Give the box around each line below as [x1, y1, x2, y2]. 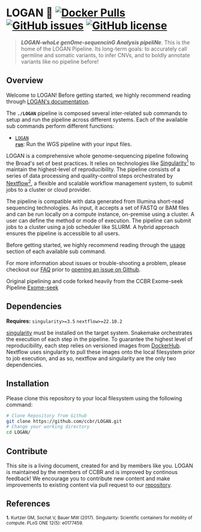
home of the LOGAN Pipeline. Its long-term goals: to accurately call [20, 45, 187, 52]
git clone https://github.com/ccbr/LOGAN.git [6, 418, 122, 424]
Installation [6, 378, 49, 389]
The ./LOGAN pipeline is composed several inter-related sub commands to [6, 109, 188, 117]
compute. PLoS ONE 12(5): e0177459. [6, 520, 84, 526]
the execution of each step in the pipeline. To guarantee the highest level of [6, 335, 193, 343]
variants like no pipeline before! [20, 58, 99, 65]
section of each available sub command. [6, 248, 106, 255]
